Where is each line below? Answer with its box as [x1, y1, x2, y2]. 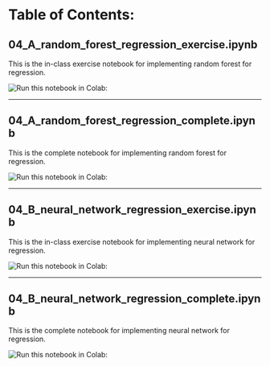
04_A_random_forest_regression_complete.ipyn [8, 114, 256, 128]
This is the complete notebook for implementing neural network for [8, 326, 231, 336]
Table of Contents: [8, 6, 135, 24]
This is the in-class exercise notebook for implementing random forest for [8, 59, 252, 68]
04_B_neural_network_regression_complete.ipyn [8, 292, 261, 306]
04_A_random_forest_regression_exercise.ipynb [8, 38, 258, 52]
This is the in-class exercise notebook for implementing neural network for [8, 237, 256, 246]
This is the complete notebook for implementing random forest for [8, 147, 227, 158]
